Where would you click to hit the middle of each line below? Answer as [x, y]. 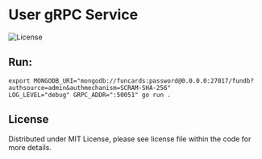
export [19, 81]
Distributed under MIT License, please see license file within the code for [130, 139]
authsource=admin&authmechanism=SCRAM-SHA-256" [90, 88]
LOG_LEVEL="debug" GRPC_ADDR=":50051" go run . [90, 95]
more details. [30, 147]
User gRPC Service [73, 15]
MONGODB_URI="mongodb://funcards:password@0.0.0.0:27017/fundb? [143, 81]
